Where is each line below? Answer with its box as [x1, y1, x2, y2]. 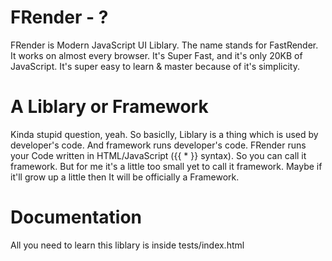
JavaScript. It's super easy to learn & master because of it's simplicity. [10, 60, 300, 72]
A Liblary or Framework [10, 96, 209, 118]
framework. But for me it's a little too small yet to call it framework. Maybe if [10, 160, 323, 172]
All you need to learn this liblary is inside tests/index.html [10, 239, 245, 251]
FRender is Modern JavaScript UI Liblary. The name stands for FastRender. [10, 39, 319, 51]
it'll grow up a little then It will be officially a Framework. [10, 171, 240, 183]
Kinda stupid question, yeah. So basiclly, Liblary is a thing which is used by [10, 128, 319, 140]
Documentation [10, 206, 143, 229]
